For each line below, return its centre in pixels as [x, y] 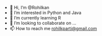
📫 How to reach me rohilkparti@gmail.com [53, 28]
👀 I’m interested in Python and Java [46, 13]
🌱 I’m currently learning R [35, 18]
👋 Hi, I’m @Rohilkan [29, 8]
